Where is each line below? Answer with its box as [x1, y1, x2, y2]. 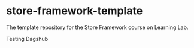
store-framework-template [6, 4, 143, 18]
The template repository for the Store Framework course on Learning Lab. [6, 24, 189, 31]
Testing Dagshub [6, 35, 48, 42]
